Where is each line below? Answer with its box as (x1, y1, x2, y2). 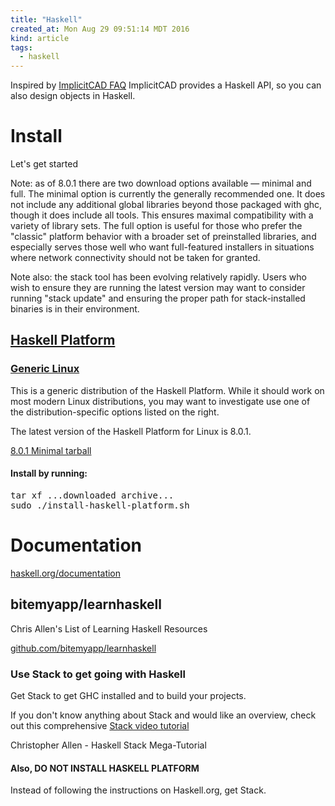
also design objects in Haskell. (10, 90, 136, 102)
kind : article (10, 33, 70, 43)
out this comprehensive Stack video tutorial (10, 720, 190, 731)
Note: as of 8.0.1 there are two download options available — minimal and (10, 177, 312, 190)
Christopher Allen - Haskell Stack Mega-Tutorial (10, 739, 207, 751)
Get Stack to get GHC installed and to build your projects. (10, 690, 247, 701)
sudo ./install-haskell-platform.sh (10, 499, 190, 511)
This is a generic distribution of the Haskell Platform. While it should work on (10, 384, 325, 396)
